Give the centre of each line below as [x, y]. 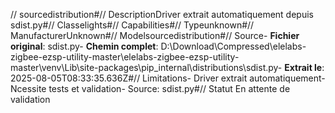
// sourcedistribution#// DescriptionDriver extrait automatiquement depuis [162, 14]
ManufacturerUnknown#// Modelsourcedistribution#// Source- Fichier [155, 35]
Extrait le [303, 67]
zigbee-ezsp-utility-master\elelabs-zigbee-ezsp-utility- [125, 57]
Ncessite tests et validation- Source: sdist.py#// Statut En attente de [150, 88]
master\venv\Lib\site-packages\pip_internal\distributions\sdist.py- [146, 67]
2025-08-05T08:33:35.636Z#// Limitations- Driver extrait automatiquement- [168, 78]
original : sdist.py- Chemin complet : [84, 46]
